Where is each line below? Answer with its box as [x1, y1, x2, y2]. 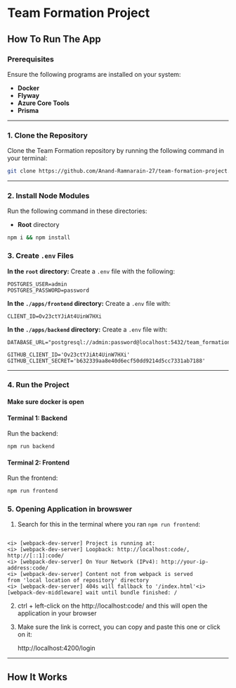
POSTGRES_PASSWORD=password [7, 287, 90, 294]
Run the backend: [7, 429, 58, 438]
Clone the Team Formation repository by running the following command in [7, 147, 225, 155]
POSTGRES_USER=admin [7, 281, 68, 288]
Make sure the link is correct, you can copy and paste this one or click [17, 622, 221, 632]
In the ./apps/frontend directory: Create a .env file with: [7, 299, 171, 307]
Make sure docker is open [7, 398, 84, 406]
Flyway [17, 91, 40, 99]
